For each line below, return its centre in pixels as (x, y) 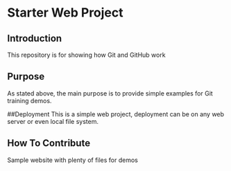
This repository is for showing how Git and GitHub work (86, 55)
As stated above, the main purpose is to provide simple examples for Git (110, 93)
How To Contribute (49, 143)
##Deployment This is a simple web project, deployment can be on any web (115, 114)
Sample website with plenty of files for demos (73, 160)
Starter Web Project (65, 13)
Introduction (35, 38)
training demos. (29, 100)
